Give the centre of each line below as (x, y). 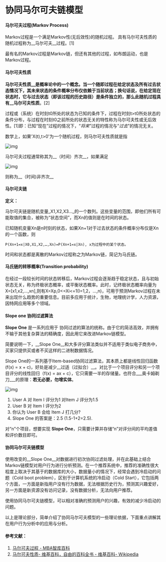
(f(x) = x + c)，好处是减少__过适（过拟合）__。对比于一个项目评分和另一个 (80, 367)
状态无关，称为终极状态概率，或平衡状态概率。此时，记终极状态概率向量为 (81, 285)
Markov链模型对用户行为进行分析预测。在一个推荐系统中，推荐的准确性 (78, 465)
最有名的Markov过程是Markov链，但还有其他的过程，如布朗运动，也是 (77, 54)
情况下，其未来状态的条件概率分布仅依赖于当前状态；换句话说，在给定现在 (85, 90)
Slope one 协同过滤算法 (29, 316)
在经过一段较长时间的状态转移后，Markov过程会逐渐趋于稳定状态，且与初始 (82, 279)
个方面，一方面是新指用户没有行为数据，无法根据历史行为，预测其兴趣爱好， (83, 484)
